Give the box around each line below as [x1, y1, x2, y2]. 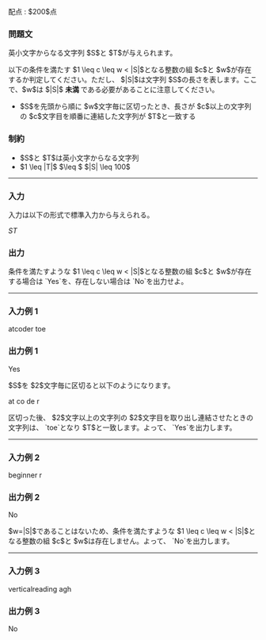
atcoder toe [8, 324, 46, 334]
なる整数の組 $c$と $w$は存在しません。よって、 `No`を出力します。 [8, 536, 234, 546]
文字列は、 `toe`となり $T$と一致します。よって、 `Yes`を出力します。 [8, 423, 237, 432]
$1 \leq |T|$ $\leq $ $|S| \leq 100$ [19, 162, 131, 171]
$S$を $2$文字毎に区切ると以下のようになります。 [8, 380, 175, 390]
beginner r [8, 470, 42, 480]
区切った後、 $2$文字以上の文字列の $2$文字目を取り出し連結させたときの [8, 412, 253, 422]
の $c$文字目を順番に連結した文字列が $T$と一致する [19, 112, 196, 121]
